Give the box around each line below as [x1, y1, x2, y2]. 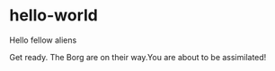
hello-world [9, 5, 99, 26]
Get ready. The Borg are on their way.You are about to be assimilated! [9, 51, 267, 62]
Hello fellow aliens [9, 35, 77, 45]
